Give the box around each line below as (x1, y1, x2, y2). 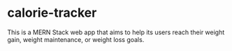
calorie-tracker (7, 5, 97, 21)
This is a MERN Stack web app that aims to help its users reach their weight (7, 28, 225, 36)
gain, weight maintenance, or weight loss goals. (7, 35, 145, 43)
